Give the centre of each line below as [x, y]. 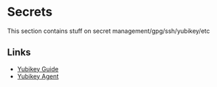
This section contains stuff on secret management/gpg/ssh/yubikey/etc [108, 31]
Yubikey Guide [38, 69]
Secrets [30, 12]
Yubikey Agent [38, 76]
